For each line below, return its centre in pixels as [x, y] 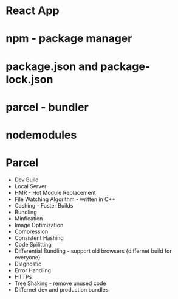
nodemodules [41, 135]
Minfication [29, 218]
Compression [31, 231]
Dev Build [26, 180]
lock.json [29, 79]
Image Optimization [39, 225]
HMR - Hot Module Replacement [55, 192]
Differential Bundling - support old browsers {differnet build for [93, 251]
